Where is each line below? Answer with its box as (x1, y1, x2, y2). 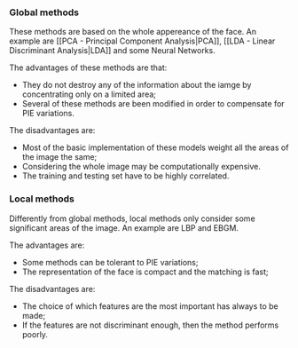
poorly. (21, 328, 49, 339)
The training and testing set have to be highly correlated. (21, 170, 230, 181)
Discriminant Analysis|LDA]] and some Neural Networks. (9, 45, 216, 56)
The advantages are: (9, 240, 85, 250)
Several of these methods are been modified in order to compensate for (21, 99, 286, 109)
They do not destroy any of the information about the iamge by (21, 80, 252, 91)
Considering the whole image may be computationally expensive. (21, 162, 262, 172)
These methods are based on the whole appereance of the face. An (9, 27, 257, 37)
